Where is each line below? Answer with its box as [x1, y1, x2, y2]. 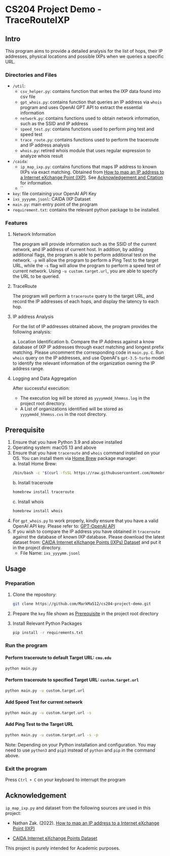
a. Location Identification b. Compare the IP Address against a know [12, 338, 155, 344]
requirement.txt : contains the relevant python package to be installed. [12, 207, 160, 213]
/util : [12, 83, 26, 89]
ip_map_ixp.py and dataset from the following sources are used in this [5, 805, 151, 811]
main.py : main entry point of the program [12, 201, 98, 207]
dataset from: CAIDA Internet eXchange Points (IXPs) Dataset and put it [12, 539, 161, 546]
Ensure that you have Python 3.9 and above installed [12, 439, 122, 445]
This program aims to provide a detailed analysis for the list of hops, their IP [5, 48, 163, 54]
